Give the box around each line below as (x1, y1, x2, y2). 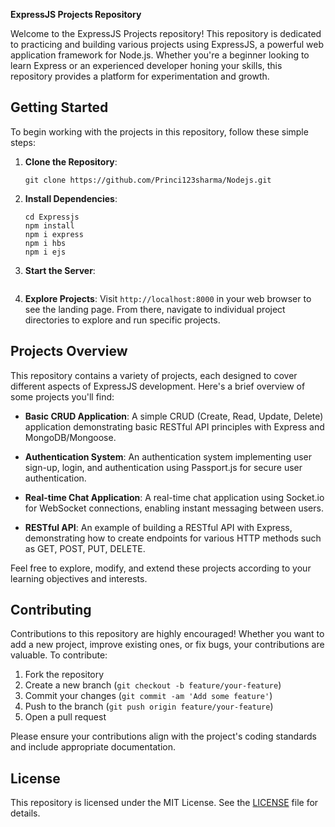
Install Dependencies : (24, 192, 118, 204)
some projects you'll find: (10, 390, 115, 403)
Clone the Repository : (24, 155, 118, 168)
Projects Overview (10, 343, 128, 360)
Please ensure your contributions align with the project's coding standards (10, 730, 318, 743)
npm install (24, 220, 75, 231)
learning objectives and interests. (10, 572, 148, 584)
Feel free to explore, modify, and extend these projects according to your (10, 562, 312, 574)
